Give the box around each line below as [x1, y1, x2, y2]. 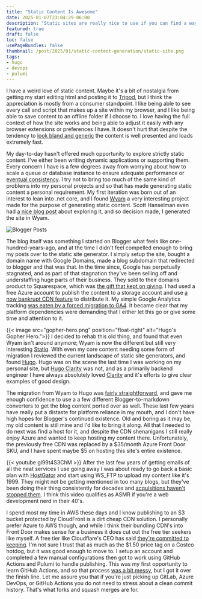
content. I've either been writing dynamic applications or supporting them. [6, 156, 191, 164]
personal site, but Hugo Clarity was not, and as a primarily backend [6, 365, 173, 372]
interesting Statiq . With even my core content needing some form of [6, 345, 174, 353]
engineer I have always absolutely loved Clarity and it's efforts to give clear [6, 371, 192, 379]
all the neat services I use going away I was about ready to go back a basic [6, 466, 192, 473]
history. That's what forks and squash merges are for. [6, 586, 139, 594]
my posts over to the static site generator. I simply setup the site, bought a [6, 251, 190, 258]
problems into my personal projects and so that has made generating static [6, 182, 192, 190]
